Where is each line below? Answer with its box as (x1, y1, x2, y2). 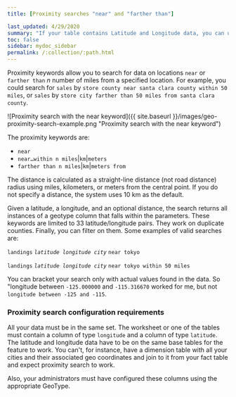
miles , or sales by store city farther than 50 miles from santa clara (7, 91, 215, 99)
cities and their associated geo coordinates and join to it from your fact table (7, 353, 228, 362)
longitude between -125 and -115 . (7, 290, 107, 298)
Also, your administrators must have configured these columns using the (7, 374, 218, 383)
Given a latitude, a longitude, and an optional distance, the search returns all (7, 204, 228, 212)
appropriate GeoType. (7, 382, 70, 391)
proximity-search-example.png (7, 120, 97, 127)
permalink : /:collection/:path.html (7, 49, 114, 56)
